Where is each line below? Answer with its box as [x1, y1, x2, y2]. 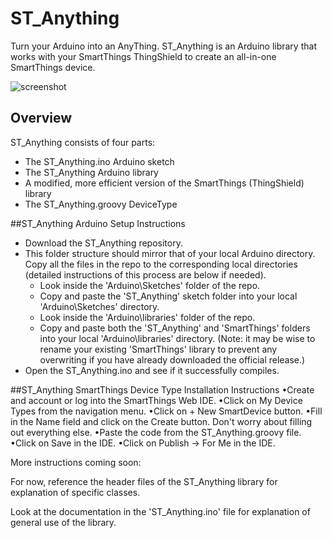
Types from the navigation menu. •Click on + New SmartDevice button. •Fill [10, 405, 323, 417]
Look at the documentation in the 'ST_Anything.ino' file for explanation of [10, 505, 311, 517]
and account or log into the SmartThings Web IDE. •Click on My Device [10, 394, 303, 406]
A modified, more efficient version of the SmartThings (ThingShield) [24, 177, 305, 189]
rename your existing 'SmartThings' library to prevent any [39, 343, 278, 355]
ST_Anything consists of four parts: [10, 136, 156, 148]
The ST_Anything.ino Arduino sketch [24, 155, 175, 167]
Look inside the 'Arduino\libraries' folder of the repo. [39, 311, 256, 323]
